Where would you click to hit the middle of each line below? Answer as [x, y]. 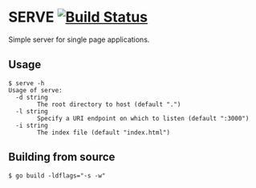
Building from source [62, 157]
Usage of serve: [35, 90]
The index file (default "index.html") [104, 133]
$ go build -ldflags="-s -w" [57, 176]
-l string [32, 111]
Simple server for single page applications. [79, 39]
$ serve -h [26, 83]
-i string [32, 125]
